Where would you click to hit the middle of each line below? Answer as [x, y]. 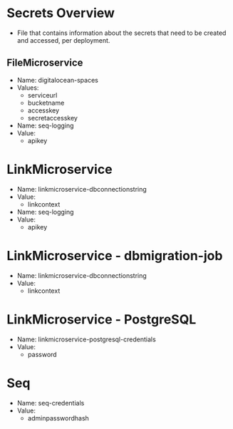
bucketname [46, 103]
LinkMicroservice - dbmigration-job [115, 255]
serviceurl [42, 95]
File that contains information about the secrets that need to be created [121, 33]
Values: [28, 88]
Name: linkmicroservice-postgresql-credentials [86, 339]
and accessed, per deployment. [63, 40]
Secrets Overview [61, 13]
